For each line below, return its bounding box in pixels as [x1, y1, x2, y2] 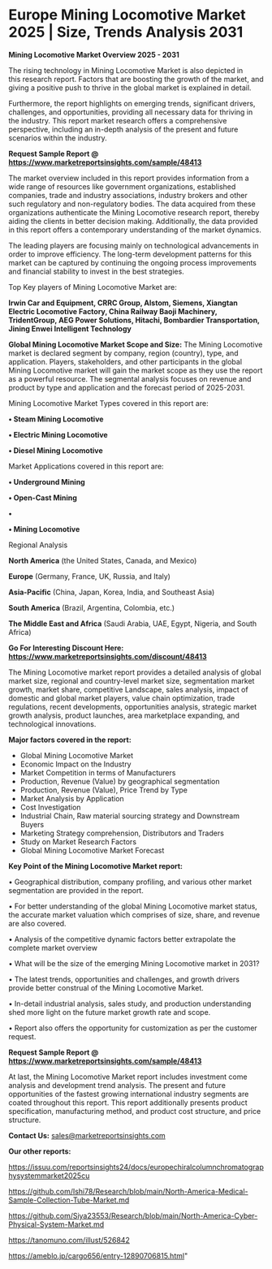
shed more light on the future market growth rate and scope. [8, 1007, 211, 1016]
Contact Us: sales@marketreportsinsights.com [8, 1130, 166, 1140]
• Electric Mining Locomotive [8, 429, 108, 439]
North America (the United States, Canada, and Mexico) [8, 555, 197, 565]
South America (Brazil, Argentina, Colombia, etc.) [8, 602, 175, 612]
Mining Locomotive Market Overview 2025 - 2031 [8, 50, 180, 59]
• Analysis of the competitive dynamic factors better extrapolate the [8, 934, 236, 943]
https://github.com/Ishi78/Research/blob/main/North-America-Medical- [8, 1186, 249, 1196]
